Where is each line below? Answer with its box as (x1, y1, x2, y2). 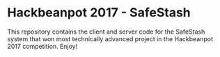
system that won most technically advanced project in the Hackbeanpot (7, 34, 214, 43)
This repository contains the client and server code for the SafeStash (7, 27, 205, 36)
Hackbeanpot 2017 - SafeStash (7, 5, 191, 21)
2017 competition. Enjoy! (7, 42, 78, 50)
